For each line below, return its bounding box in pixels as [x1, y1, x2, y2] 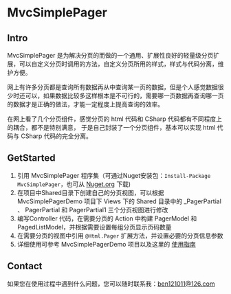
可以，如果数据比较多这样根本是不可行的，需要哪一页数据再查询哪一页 [25, 91, 224, 100]
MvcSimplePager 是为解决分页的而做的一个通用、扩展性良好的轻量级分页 [7, 52, 214, 59]
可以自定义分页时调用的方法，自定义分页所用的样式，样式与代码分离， [19, 60, 218, 68]
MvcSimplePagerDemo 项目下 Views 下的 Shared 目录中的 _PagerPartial [16, 197, 222, 205]
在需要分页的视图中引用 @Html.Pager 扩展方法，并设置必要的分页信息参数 [16, 231, 223, 240]
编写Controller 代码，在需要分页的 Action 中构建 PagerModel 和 [16, 214, 197, 223]
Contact [7, 260, 43, 272]
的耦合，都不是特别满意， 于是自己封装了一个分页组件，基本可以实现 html [7, 124, 216, 131]
